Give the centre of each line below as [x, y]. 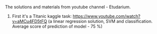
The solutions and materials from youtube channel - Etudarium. [68, 7]
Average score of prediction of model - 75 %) [57, 26]
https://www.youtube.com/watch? [107, 16]
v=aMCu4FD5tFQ [29, 21]
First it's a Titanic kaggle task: [42, 16]
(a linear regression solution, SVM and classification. [100, 21]
